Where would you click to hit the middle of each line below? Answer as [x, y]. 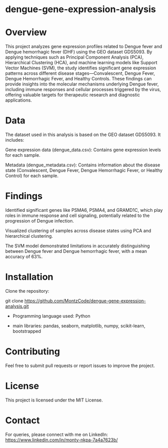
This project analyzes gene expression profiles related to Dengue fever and [84, 47]
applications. [18, 100]
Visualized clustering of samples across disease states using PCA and [78, 231]
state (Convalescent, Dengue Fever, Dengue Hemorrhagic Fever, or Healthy [84, 170]
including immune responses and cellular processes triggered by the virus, [83, 89]
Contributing [33, 352]
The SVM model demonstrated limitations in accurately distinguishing [78, 246]
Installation [29, 277]
